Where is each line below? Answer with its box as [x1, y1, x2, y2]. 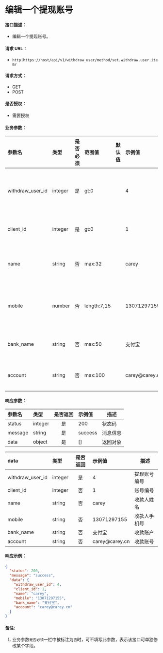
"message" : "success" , [9, 573, 55, 578]
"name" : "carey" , [14, 591, 49, 596]
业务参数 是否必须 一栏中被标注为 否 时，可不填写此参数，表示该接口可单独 [12, 636, 154, 643]
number [52, 302, 70, 309]
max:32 [84, 261, 102, 267]
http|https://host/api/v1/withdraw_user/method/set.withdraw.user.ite [12, 57, 158, 62]
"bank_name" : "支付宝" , [14, 600, 60, 605]
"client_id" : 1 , [14, 586, 47, 592]
